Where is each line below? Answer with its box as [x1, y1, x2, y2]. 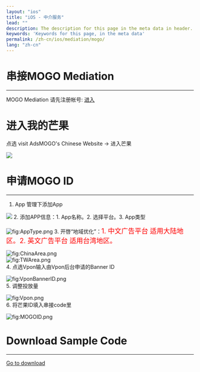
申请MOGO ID [6, 174, 74, 188]
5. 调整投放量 [6, 282, 39, 289]
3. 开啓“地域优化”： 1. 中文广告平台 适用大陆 [54, 227, 177, 235]
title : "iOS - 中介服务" [6, 14, 64, 20]
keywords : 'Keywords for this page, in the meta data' [6, 31, 145, 37]
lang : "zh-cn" [6, 42, 42, 48]
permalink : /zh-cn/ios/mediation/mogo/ [6, 36, 105, 42]
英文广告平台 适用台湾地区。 [27, 236, 117, 245]
